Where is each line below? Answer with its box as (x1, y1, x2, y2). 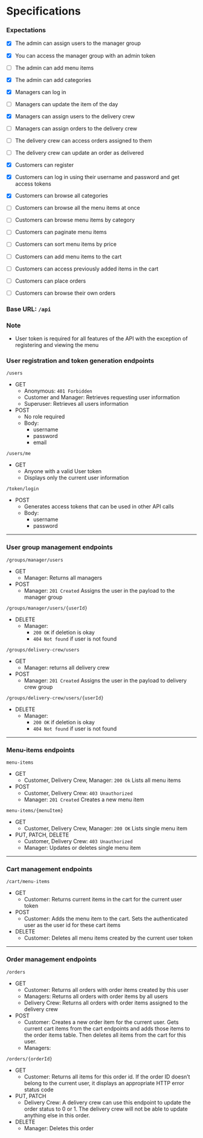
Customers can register (14, 161, 74, 169)
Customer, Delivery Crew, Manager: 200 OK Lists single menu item (24, 824, 188, 832)
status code (24, 1086, 54, 1093)
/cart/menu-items (6, 878, 50, 885)
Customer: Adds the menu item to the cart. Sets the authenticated (24, 915, 188, 923)
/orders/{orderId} (6, 1056, 53, 1062)
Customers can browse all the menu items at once (14, 204, 140, 212)
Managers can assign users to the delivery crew (14, 112, 135, 120)
